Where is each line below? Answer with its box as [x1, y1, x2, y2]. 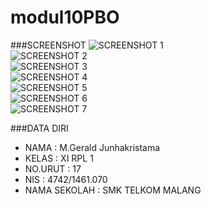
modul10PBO [10, 6, 120, 29]
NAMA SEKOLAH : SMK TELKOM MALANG [24, 184, 202, 196]
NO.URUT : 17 [24, 162, 82, 175]
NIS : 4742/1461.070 [24, 173, 108, 185]
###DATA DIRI [10, 122, 69, 134]
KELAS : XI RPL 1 [24, 152, 94, 164]
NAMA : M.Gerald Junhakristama [24, 141, 161, 153]
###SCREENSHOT [10, 39, 87, 51]
